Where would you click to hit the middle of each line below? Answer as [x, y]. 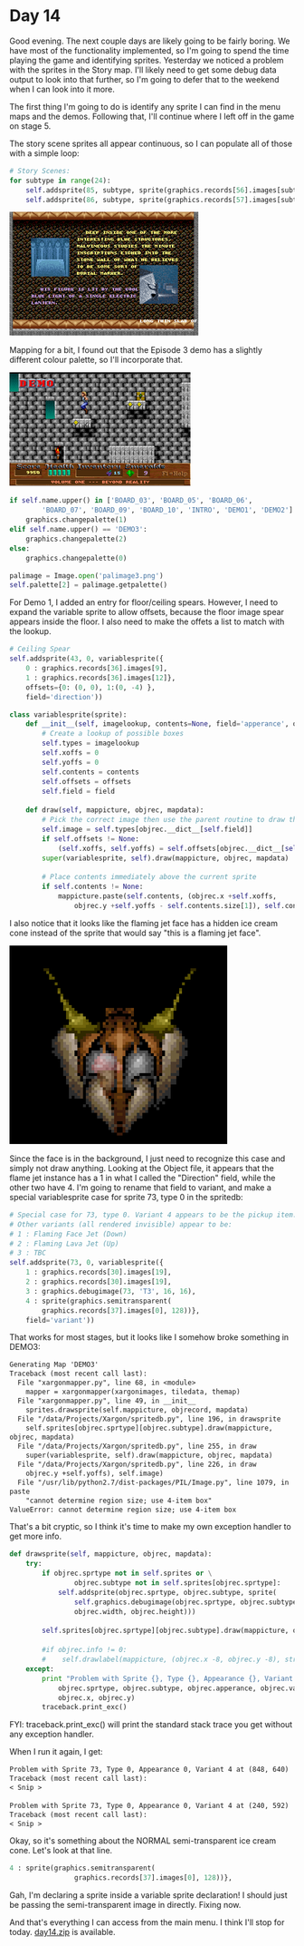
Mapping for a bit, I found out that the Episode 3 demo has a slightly [136, 350]
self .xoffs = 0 [71, 753]
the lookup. [30, 631]
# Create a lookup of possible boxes [113, 734]
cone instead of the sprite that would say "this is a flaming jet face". [135, 933]
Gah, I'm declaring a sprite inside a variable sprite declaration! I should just [148, 1895]
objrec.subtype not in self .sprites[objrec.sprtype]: [177, 1583]
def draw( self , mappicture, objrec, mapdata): [115, 810]
